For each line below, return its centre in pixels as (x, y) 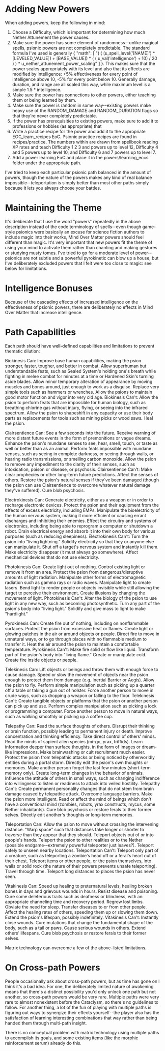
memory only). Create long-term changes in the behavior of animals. (74, 773)
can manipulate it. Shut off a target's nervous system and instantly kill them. (82, 547)
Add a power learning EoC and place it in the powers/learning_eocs (80, 157)
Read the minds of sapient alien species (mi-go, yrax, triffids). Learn (74, 741)
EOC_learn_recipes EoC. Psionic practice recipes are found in (74, 137)
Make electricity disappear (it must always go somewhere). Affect (72, 552)
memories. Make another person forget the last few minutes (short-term (78, 767)
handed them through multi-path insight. (46, 1023)
